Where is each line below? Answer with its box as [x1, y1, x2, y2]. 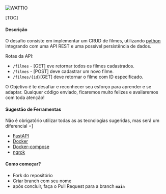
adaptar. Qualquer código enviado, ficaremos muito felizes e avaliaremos [5, 89, 159, 95]
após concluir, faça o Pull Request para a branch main [12, 183, 125, 189]
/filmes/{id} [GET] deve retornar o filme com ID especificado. [12, 74, 144, 80]
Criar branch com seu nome [12, 178, 72, 184]
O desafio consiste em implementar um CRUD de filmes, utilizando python [5, 38, 161, 44]
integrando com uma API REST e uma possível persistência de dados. [5, 43, 152, 50]
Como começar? [5, 161, 41, 167]
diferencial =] [5, 123, 34, 129]
